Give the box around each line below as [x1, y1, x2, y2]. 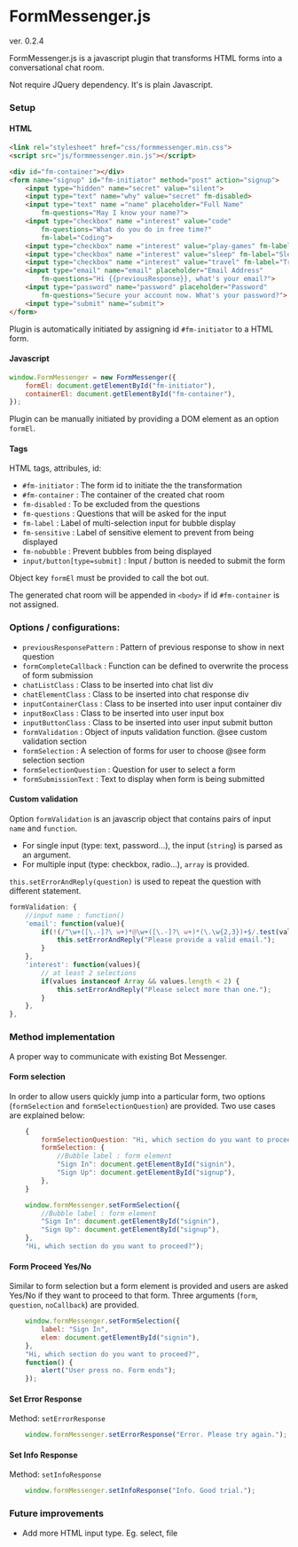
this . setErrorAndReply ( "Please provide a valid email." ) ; [56, 935, 276, 945]
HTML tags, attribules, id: [9, 463, 102, 473]
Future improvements [9, 1507, 105, 1520]
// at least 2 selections [41, 968, 137, 977]
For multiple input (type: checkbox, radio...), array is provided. [21, 858, 250, 870]
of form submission [21, 669, 93, 680]
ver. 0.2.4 [9, 35, 44, 46]
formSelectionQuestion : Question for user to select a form [21, 764, 236, 775]
